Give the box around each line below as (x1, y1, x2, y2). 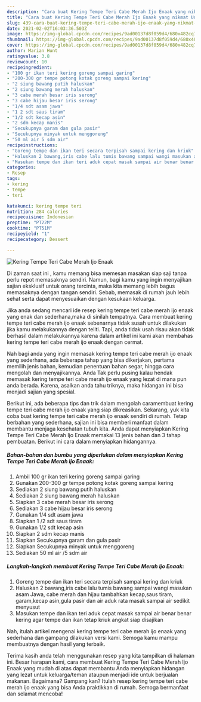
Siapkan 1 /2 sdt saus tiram (15, 517, 82, 524)
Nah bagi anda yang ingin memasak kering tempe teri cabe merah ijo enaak (7, 350, 193, 357)
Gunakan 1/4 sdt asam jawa (15, 511, 84, 518)
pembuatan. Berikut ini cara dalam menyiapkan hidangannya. (7, 438, 157, 445)
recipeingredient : (7, 64, 52, 71)
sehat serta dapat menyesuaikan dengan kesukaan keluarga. (7, 295, 156, 302)
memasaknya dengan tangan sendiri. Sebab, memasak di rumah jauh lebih (7, 288, 190, 296)
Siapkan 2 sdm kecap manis (15, 530, 85, 537)
